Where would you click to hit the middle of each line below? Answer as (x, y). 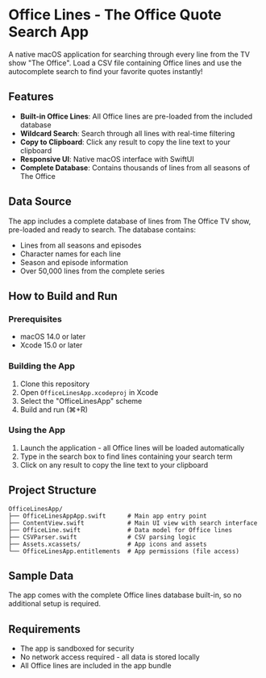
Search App (49, 32)
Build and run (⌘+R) (54, 410)
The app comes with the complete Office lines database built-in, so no (125, 595)
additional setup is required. (55, 604)
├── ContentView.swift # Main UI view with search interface (133, 523)
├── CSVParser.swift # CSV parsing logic (102, 537)
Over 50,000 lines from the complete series (92, 271)
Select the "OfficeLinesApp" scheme (81, 401)
